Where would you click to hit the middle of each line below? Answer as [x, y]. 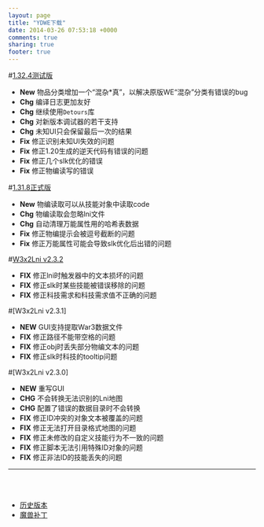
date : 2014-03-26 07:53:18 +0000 [63, 30]
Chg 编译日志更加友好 [55, 102]
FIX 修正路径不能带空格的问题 [68, 337]
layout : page [29, 15]
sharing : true [31, 45]
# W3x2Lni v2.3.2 [36, 259]
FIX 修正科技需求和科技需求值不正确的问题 [88, 295]
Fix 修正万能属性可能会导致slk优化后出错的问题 [95, 243]
